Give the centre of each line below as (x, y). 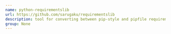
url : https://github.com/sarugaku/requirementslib (60, 14)
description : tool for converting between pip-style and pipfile (76, 19)
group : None (18, 24)
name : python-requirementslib (37, 10)
